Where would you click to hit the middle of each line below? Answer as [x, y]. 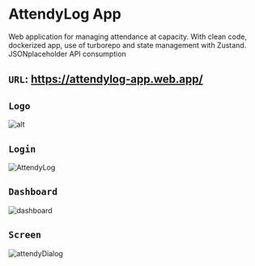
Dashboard [33, 192]
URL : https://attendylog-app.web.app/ [106, 79]
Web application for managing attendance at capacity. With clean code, [127, 36]
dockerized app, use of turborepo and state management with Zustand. [127, 45]
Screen [25, 235]
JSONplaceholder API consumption [68, 54]
